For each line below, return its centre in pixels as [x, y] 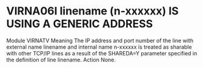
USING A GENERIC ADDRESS [80, 24]
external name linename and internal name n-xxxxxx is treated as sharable [99, 47]
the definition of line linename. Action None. [61, 60]
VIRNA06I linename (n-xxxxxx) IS [92, 11]
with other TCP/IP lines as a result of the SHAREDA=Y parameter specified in [102, 53]
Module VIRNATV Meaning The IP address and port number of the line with [100, 40]
